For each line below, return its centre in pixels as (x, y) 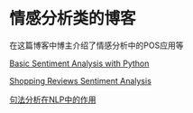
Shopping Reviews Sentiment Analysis (80, 80)
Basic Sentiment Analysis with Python (79, 63)
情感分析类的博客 (73, 19)
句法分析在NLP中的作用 (53, 99)
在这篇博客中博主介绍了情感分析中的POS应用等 (96, 45)
